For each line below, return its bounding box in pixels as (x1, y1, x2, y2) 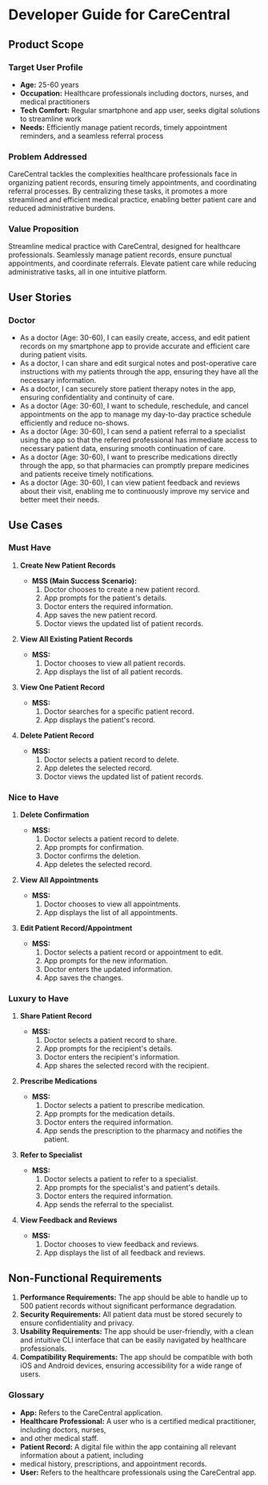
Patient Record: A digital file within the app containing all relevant (19, 1442, 237, 1451)
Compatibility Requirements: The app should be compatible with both (19, 1353, 254, 1362)
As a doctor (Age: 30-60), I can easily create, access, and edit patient (19, 333, 250, 343)
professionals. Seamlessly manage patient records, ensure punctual (8, 250, 232, 260)
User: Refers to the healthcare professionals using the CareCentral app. (19, 1467, 257, 1477)
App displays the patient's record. (43, 714, 156, 724)
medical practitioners (19, 96, 90, 106)
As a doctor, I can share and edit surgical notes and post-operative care (19, 359, 258, 368)
